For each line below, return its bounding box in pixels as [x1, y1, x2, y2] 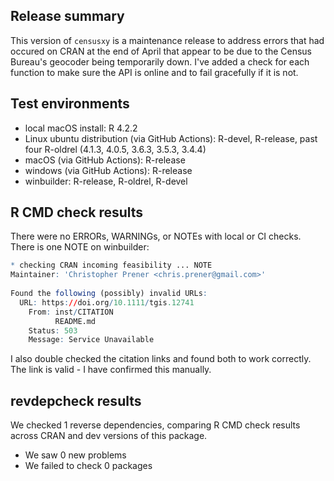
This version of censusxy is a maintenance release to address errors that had [10, 34, 325, 46]
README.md [54, 316, 97, 326]
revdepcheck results [10, 392, 142, 409]
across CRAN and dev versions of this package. [10, 430, 208, 442]
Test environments [10, 95, 130, 113]
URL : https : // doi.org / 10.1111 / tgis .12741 [19, 297, 195, 308]
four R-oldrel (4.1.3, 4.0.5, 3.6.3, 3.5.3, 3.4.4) [24, 143, 207, 155]
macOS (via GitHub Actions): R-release [24, 154, 186, 166]
